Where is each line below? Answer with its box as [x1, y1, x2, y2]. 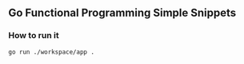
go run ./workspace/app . [8, 47, 94, 56]
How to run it [8, 30, 59, 41]
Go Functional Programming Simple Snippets [8, 6, 237, 20]
